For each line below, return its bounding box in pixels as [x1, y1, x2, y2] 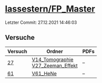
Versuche [5, 33, 35, 42]
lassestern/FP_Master [5, 3, 95, 15]
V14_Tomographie [32, 56, 74, 63]
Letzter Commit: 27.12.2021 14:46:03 [5, 19, 77, 25]
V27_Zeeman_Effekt [32, 62, 78, 69]
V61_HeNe [32, 70, 57, 77]
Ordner [46, 48, 64, 54]
